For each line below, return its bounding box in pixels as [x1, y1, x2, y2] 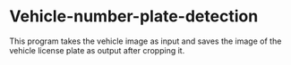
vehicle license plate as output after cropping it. [9, 45, 185, 55]
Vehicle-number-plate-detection [9, 6, 259, 27]
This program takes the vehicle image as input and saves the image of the [9, 36, 282, 46]
